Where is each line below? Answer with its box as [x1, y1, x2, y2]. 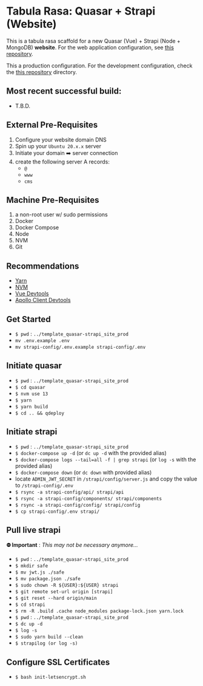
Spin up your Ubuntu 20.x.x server [15, 142, 102, 149]
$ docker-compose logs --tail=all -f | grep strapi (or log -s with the [15, 456, 196, 463]
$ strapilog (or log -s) [15, 640, 78, 647]
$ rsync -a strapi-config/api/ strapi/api [15, 489, 124, 495]
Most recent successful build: [6, 86, 122, 97]
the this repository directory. [6, 68, 78, 75]
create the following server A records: [15, 158, 110, 165]
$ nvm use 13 [15, 391, 48, 397]
